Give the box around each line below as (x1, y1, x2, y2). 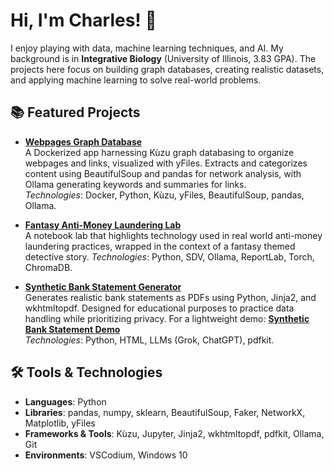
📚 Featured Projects (10, 104, 141, 121)
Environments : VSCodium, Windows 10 (24, 449, 188, 461)
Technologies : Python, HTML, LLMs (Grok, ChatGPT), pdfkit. (24, 334, 275, 346)
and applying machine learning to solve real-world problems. (10, 74, 262, 86)
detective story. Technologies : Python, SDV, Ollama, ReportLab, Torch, (24, 250, 315, 263)
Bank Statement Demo (24, 323, 121, 335)
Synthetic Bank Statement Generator (24, 280, 182, 293)
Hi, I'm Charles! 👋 (10, 9, 157, 32)
